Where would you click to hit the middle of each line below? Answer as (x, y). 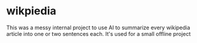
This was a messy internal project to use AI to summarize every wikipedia (98, 27)
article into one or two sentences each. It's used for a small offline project (98, 33)
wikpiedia (31, 11)
